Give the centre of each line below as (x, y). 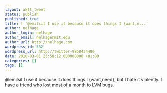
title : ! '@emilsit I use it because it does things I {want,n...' (77, 24)
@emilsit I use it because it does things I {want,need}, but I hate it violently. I (84, 80)
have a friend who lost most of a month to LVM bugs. (60, 85)
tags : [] (14, 65)
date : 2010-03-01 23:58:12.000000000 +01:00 (52, 56)
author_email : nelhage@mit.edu (38, 38)
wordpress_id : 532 (24, 47)
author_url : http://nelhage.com (39, 42)
